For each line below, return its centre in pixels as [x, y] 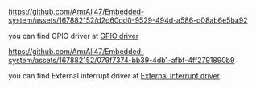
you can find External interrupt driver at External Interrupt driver [114, 75]
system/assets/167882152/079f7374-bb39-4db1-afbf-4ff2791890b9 [122, 60]
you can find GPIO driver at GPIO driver [74, 36]
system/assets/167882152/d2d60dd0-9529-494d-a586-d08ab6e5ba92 [128, 20]
